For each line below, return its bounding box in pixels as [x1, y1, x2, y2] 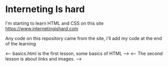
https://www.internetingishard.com [5, 25, 79, 31]
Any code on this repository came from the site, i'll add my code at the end [5, 35, 162, 41]
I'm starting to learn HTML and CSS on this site [5, 20, 104, 26]
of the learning [5, 40, 37, 46]
